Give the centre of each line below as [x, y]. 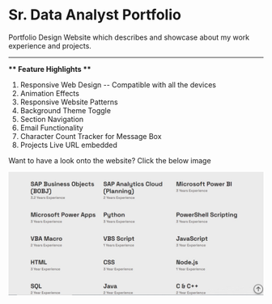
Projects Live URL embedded [68, 145]
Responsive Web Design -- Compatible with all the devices [118, 84]
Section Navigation [52, 119]
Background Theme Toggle [66, 110]
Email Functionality [51, 128]
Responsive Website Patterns [69, 102]
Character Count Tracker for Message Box [91, 136]
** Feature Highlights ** [50, 69]
